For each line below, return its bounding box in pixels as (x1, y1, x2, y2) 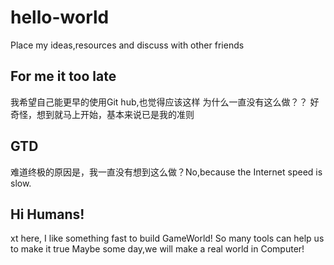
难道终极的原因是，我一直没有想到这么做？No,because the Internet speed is (10, 166, 323, 178)
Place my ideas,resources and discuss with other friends (10, 39, 245, 51)
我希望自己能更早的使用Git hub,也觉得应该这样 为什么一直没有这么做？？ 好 (10, 96, 320, 108)
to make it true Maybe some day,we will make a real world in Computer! (10, 243, 305, 255)
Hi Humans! (10, 206, 85, 223)
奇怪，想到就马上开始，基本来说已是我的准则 (10, 108, 195, 120)
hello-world (10, 6, 110, 29)
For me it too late (10, 68, 117, 85)
